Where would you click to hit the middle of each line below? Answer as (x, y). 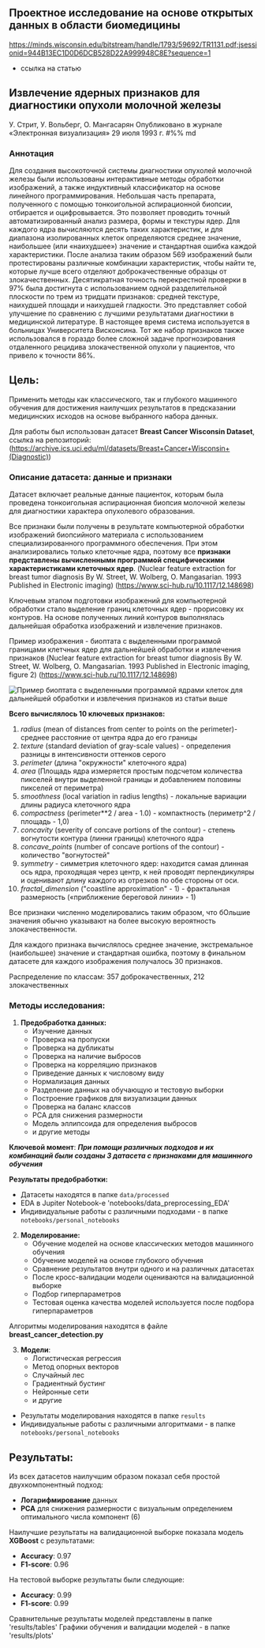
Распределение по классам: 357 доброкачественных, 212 (107, 977)
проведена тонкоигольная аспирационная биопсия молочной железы (127, 503)
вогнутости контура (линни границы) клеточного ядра (112, 838)
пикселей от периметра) (62, 788)
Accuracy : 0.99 (46, 1595)
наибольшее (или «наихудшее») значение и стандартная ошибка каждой (133, 246)
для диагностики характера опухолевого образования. (102, 511)
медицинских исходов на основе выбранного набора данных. (114, 416)
